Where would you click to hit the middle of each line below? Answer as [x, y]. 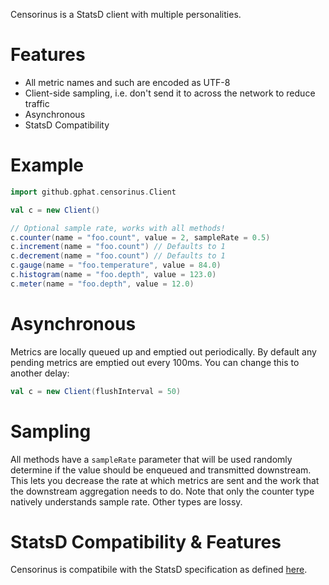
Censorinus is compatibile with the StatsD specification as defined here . [159, 570]
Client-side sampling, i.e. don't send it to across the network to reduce [170, 93]
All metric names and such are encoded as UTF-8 [127, 82]
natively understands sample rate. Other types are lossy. [126, 501]
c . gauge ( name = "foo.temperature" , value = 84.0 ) [116, 265]
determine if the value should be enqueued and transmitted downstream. [161, 470]
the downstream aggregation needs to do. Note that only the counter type [162, 491]
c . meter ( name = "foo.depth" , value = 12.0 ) [102, 284]
